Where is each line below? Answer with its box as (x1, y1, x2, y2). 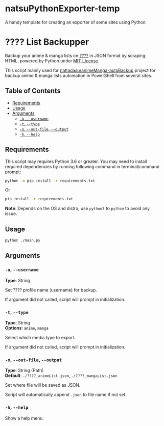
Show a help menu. (5, 415, 44, 421)
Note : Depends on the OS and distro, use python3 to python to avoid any (5, 206, 150, 212)
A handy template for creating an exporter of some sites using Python (5, 19, 146, 25)
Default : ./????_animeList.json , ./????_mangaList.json (5, 373, 117, 378)
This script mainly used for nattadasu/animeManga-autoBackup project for (5, 67, 156, 73)
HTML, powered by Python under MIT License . (5, 57, 99, 64)
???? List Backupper (5, 36, 89, 48)
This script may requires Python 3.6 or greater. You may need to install (5, 158, 147, 164)
